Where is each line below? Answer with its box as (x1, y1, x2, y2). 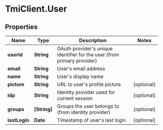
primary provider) (57, 57, 98, 64)
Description (79, 37, 107, 44)
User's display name (57, 73, 104, 80)
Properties (5, 23, 38, 31)
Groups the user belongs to (57, 103, 120, 110)
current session (57, 95, 93, 101)
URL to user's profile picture (57, 81, 121, 88)
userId (7, 51, 23, 58)
